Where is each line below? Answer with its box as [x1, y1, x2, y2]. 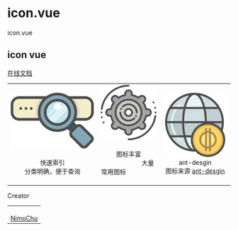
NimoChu [10, 214, 38, 222]
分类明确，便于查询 [24, 167, 81, 176]
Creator [7, 191, 30, 200]
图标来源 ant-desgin [165, 167, 225, 175]
